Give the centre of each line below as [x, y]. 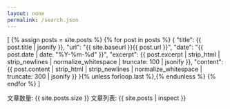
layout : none [26, 13]
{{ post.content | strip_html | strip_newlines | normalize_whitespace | [105, 69]
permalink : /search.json [43, 20]
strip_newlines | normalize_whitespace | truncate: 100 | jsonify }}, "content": [115, 61]
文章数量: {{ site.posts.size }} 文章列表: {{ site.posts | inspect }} [97, 98]
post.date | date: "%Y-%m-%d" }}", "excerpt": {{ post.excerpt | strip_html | [114, 54]
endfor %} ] [24, 83]
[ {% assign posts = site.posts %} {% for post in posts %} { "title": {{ [104, 39]
